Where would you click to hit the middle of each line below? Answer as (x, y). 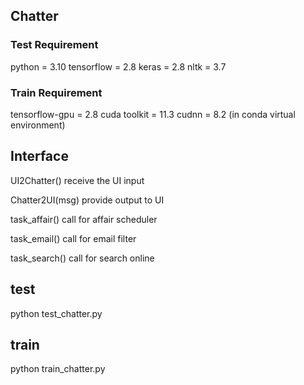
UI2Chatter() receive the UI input (77, 180)
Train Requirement (56, 92)
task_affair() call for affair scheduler (84, 219)
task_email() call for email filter (73, 238)
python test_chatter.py (56, 313)
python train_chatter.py (58, 369)
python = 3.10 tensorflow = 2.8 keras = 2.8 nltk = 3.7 (118, 66)
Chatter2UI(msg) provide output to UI (87, 200)
